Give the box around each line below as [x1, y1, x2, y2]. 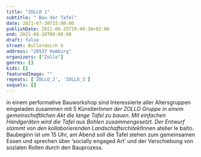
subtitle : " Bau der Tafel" [6, 15, 77, 21]
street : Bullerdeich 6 [6, 43, 64, 49]
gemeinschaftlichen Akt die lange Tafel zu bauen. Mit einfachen [6, 112, 166, 119]
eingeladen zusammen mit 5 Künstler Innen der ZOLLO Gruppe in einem [6, 105, 184, 112]
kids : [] [6, 65, 28, 72]
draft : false [6, 37, 39, 43]
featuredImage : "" [6, 71, 53, 77]
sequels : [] [6, 82, 36, 89]
